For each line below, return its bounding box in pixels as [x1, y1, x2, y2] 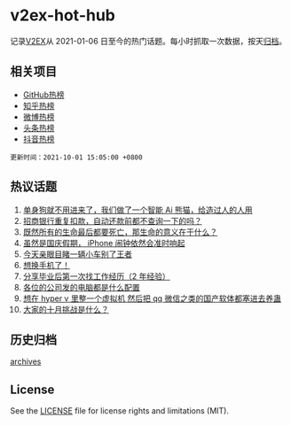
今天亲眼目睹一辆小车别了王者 [22, 249, 132, 259]
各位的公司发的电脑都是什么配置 [22, 282, 140, 292]
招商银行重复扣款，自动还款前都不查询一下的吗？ [22, 215, 202, 226]
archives [10, 356, 42, 367]
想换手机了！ [22, 259, 70, 270]
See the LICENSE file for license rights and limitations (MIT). [10, 406, 230, 416]
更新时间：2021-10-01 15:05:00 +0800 [10, 152, 143, 162]
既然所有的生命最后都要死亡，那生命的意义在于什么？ [22, 227, 218, 237]
